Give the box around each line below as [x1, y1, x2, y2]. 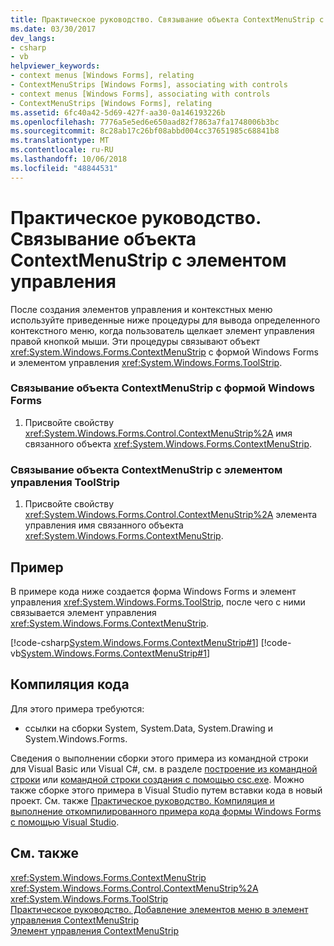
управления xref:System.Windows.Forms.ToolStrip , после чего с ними [10, 596, 306, 608]
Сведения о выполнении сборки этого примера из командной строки [10, 752, 309, 764]
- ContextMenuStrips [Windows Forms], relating [10, 98, 213, 108]
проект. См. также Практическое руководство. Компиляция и [10, 794, 275, 806]
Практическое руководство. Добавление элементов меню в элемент [10, 903, 309, 915]
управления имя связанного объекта [24, 519, 184, 531]
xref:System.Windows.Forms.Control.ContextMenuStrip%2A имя [24, 427, 293, 439]
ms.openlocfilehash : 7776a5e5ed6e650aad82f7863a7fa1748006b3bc [10, 117, 280, 127]
